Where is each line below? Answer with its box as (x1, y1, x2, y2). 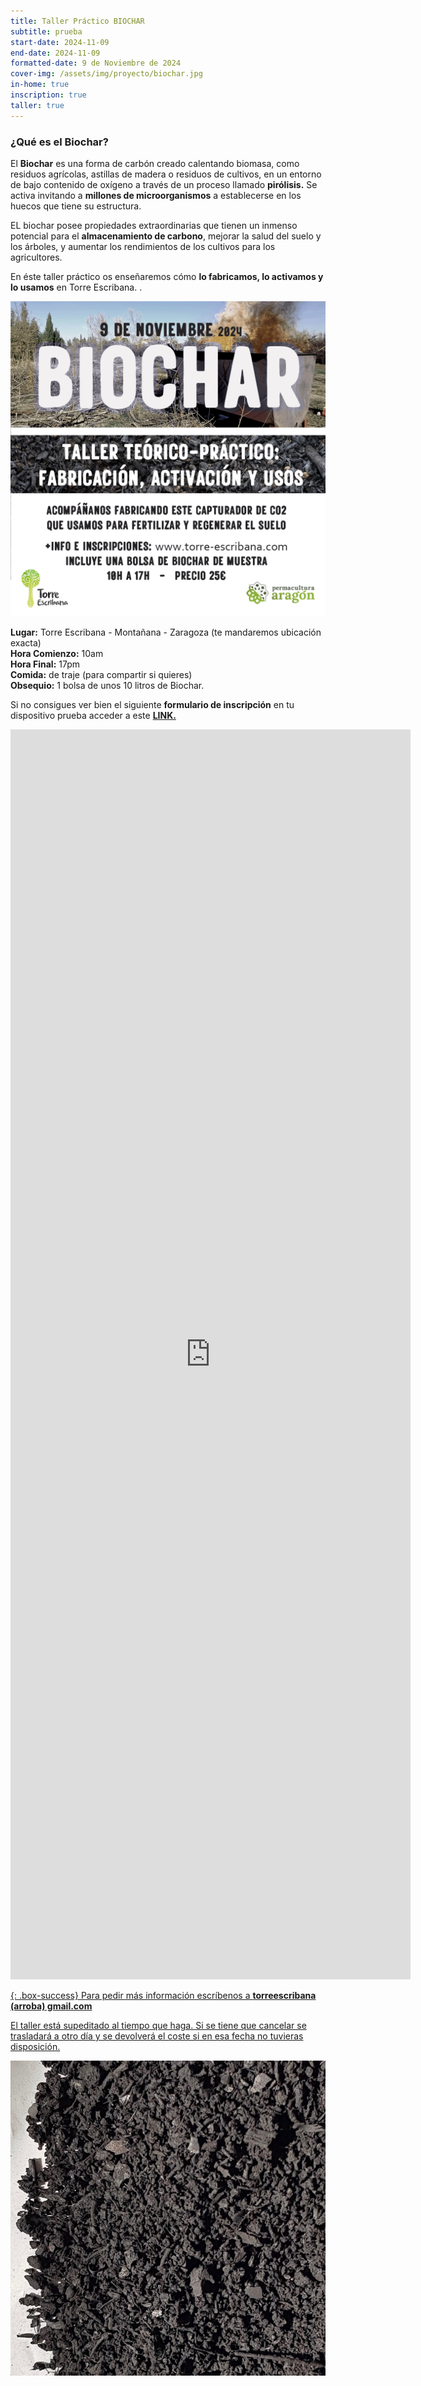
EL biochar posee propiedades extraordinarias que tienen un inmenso (10, 219, 298, 231)
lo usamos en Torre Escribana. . (10, 281, 143, 293)
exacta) (10, 636, 42, 649)
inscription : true (10, 90, 87, 100)
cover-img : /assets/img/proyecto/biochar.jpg (10, 69, 203, 79)
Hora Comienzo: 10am (10, 647, 104, 659)
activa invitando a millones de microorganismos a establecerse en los (10, 189, 302, 201)
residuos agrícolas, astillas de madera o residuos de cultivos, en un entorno (10, 168, 322, 180)
